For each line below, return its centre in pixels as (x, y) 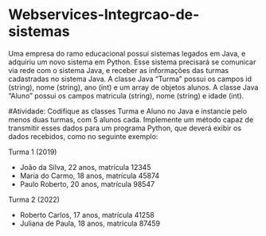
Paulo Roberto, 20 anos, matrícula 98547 (87, 184)
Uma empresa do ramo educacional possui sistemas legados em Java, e (127, 53)
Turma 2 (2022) (34, 199)
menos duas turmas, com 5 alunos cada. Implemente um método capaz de (131, 119)
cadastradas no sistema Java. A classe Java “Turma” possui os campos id (130, 79)
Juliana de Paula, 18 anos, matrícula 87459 (90, 223)
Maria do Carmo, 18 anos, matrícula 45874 (90, 176)
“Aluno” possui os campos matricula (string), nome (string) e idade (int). (126, 95)
